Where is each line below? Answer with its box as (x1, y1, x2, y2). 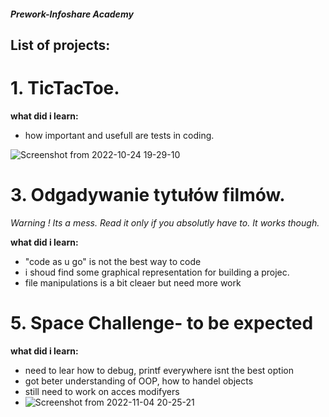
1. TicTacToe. (10, 77, 120, 100)
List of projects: (10, 36, 111, 54)
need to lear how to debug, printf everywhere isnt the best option (24, 364, 294, 376)
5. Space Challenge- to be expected (10, 312, 314, 335)
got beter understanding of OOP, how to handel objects (24, 375, 254, 387)
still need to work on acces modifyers (24, 385, 180, 397)
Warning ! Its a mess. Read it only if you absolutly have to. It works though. (10, 216, 320, 229)
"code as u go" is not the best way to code (24, 255, 202, 267)
